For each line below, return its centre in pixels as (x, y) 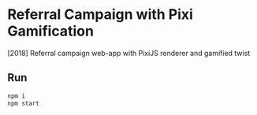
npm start (24, 103)
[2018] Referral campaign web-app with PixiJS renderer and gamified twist (129, 53)
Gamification (50, 31)
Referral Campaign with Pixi (101, 15)
